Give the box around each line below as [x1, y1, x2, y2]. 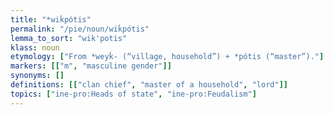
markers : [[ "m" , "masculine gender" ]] [10, 61, 172, 71]
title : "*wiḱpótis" [10, 14, 92, 25]
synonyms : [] [10, 71, 65, 81]
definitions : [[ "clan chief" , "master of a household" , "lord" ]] [10, 80, 288, 90]
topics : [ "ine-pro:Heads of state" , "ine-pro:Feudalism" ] [10, 89, 257, 99]
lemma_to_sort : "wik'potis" [10, 33, 128, 43]
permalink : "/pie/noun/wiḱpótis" [10, 24, 150, 34]
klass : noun [10, 42, 60, 53]
